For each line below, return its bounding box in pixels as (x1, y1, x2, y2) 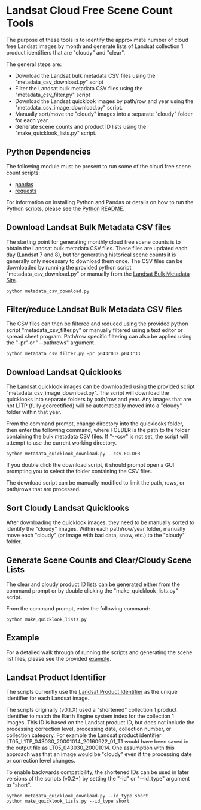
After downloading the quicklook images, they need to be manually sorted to (6, 519, 194, 526)
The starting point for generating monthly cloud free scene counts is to (6, 238, 181, 246)
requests (14, 187, 37, 194)
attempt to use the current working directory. (6, 439, 117, 446)
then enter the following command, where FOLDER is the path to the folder (6, 427, 190, 434)
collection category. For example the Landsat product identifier (6, 732, 162, 739)
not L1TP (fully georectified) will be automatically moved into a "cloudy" (6, 402, 182, 409)
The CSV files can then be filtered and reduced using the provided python (6, 320, 188, 327)
